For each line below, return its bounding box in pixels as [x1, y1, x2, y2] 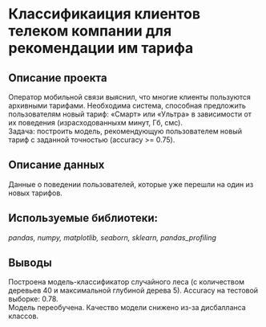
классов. [8, 311, 38, 321]
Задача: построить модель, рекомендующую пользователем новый [8, 126, 243, 136]
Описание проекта [8, 71, 107, 84]
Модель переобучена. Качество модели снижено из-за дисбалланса [8, 303, 246, 313]
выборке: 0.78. [8, 294, 58, 304]
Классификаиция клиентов [8, 5, 201, 23]
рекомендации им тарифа [8, 39, 194, 57]
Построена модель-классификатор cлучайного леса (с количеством [8, 277, 244, 287]
